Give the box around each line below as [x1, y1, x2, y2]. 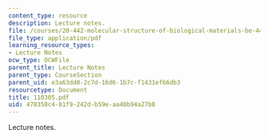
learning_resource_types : [8, 41, 94, 49]
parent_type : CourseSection [8, 71, 102, 79]
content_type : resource [8, 11, 88, 20]
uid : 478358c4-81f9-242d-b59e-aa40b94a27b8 [8, 101, 156, 108]
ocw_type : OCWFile [8, 57, 70, 65]
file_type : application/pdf [8, 34, 102, 42]
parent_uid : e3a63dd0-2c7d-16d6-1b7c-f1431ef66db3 [8, 78, 181, 86]
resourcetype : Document [8, 85, 88, 94]
